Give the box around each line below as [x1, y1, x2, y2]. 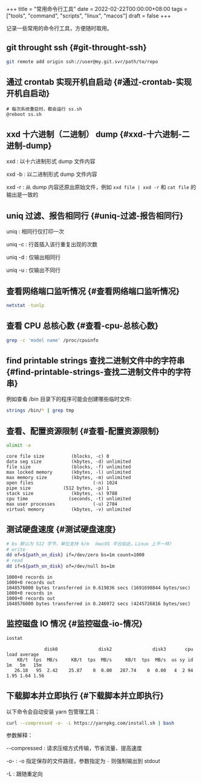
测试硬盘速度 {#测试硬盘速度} [6, 524, 117, 535]
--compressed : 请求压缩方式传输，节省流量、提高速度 [6, 745, 142, 752]
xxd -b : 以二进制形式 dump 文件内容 [6, 170, 97, 178]
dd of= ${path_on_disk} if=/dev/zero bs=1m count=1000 [6, 552, 145, 558]
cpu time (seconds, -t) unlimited [6, 496, 131, 502]
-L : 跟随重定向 [6, 770, 44, 778]
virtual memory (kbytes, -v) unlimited [6, 506, 131, 512]
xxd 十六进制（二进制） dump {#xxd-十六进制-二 [6, 129, 191, 139]
